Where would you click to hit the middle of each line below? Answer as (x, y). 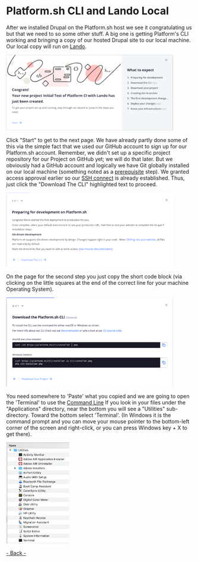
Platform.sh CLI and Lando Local (87, 11)
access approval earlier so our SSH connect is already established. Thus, (95, 178)
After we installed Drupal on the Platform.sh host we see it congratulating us (99, 27)
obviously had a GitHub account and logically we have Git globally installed (98, 165)
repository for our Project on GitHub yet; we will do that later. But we (90, 159)
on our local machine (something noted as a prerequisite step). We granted (98, 172)
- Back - (16, 553)
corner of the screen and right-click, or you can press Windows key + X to (97, 428)
